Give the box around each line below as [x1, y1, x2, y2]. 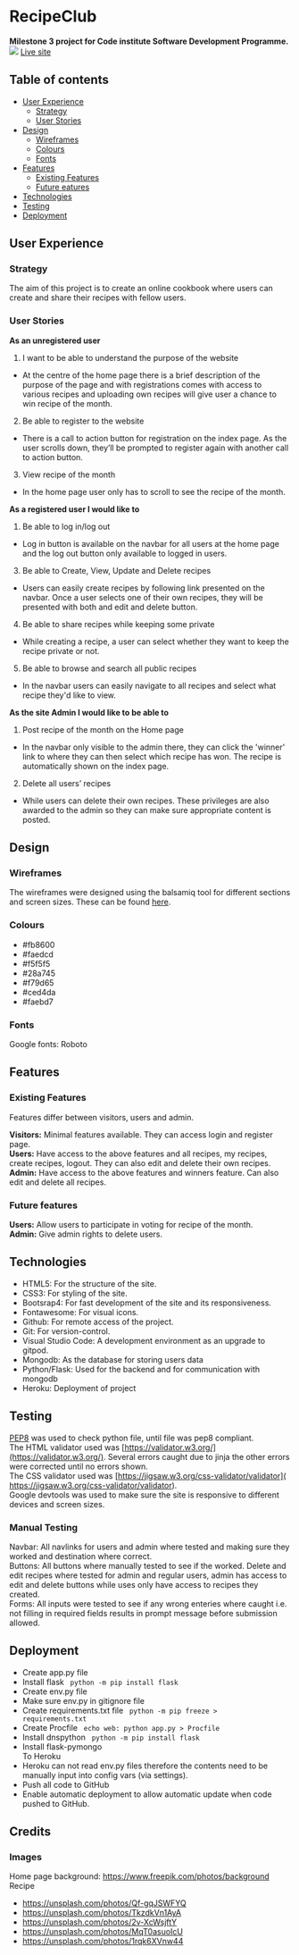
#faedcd [21, 949, 54, 960]
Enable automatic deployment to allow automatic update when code [21, 1789, 272, 1800]
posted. [21, 814, 51, 825]
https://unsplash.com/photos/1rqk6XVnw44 [21, 1936, 184, 1947]
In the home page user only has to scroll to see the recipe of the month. [21, 486, 286, 497]
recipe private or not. [21, 645, 100, 656]
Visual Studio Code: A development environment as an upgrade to [21, 1335, 266, 1346]
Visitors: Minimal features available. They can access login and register [9, 1129, 274, 1140]
